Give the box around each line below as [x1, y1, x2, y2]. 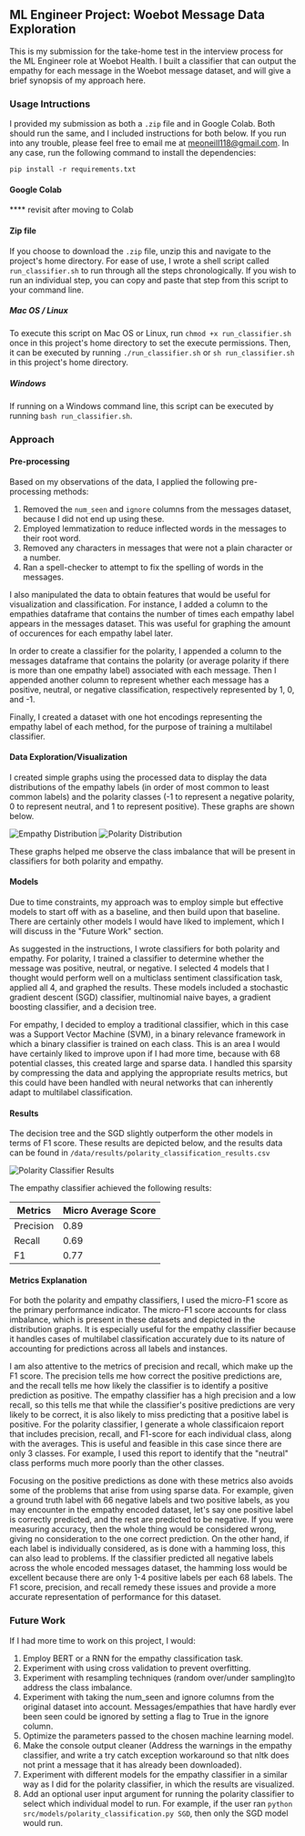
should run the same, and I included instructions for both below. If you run [9, 128, 287, 139]
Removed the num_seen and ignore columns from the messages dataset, [22, 503, 292, 514]
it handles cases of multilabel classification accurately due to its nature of [9, 1334, 285, 1345]
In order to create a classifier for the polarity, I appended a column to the [9, 645, 282, 656]
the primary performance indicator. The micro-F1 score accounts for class [9, 1305, 287, 1316]
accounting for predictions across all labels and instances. [9, 1343, 228, 1354]
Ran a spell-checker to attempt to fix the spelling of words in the [22, 561, 264, 572]
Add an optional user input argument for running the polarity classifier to [22, 1788, 294, 1799]
